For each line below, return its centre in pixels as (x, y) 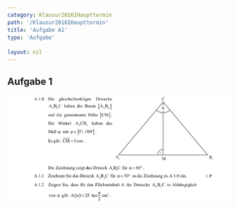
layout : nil (25, 52)
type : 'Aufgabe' (31, 37)
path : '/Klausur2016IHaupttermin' (58, 22)
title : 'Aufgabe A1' (38, 30)
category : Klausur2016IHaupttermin (60, 15)
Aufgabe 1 (30, 82)
